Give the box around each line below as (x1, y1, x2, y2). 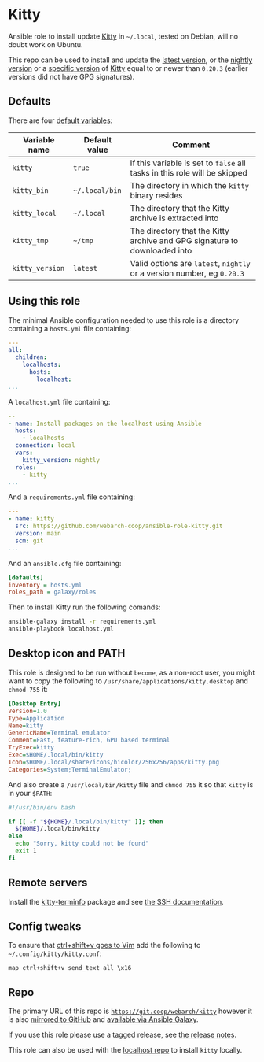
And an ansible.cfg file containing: (8, 558, 122, 568)
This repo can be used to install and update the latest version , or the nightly (8, 55, 253, 65)
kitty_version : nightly (22, 456, 101, 464)
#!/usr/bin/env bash (8, 803, 76, 812)
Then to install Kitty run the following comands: (8, 602, 161, 612)
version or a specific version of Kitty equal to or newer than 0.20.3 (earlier (8, 63, 249, 72)
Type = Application (8, 714, 65, 722)
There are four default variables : (8, 116, 113, 125)
